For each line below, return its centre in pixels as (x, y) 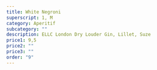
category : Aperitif (31, 23)
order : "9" (20, 57)
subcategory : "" (27, 29)
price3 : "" (20, 52)
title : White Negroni (34, 12)
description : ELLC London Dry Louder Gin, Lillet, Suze (78, 35)
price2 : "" (20, 46)
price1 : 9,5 (21, 40)
